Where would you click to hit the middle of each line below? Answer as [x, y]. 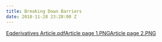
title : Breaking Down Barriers [44, 11]
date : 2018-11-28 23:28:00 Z [41, 17]
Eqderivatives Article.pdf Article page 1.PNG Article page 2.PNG [81, 33]
